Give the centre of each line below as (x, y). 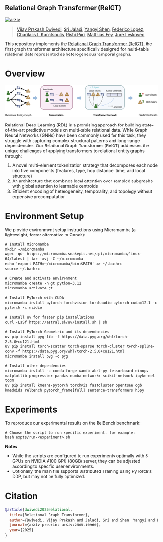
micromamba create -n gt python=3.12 (43, 283)
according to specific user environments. (53, 466)
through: (14, 156)
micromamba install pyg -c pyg (37, 356)
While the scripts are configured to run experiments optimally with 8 (80, 456)
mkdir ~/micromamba (25, 249)
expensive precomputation (39, 197)
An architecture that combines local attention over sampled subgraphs (82, 181)
